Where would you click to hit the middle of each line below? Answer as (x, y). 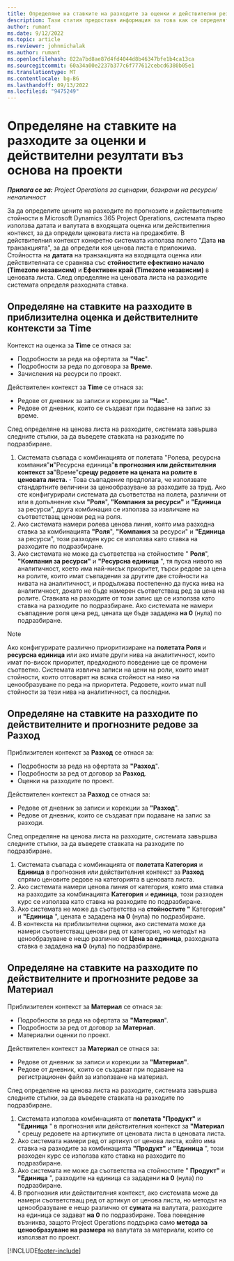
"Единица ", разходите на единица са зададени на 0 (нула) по (110, 1178)
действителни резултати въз (95, 156)
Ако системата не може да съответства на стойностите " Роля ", (113, 553)
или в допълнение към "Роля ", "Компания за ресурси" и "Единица (119, 501)
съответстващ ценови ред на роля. (70, 516)
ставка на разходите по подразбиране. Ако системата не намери (115, 605)
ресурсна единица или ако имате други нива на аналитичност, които (111, 655)
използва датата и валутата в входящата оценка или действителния (109, 226)
